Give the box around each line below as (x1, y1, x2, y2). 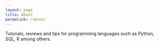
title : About (5, 12, 33, 17)
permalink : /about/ (5, 17, 47, 22)
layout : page (5, 7, 33, 13)
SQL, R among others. (5, 36, 51, 42)
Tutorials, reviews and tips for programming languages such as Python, (5, 31, 154, 37)
